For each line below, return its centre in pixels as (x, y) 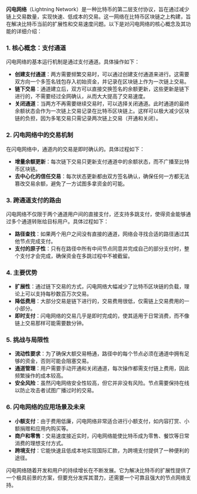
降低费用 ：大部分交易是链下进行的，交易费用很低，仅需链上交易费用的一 (102, 301)
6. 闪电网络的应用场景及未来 (46, 407)
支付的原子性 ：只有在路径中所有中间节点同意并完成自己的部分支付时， (99, 248)
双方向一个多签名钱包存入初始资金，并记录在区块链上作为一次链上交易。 (102, 82)
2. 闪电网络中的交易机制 (40, 135)
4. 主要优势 (22, 273)
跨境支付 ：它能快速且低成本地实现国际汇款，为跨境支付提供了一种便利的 (102, 450)
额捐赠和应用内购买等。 (43, 428)
